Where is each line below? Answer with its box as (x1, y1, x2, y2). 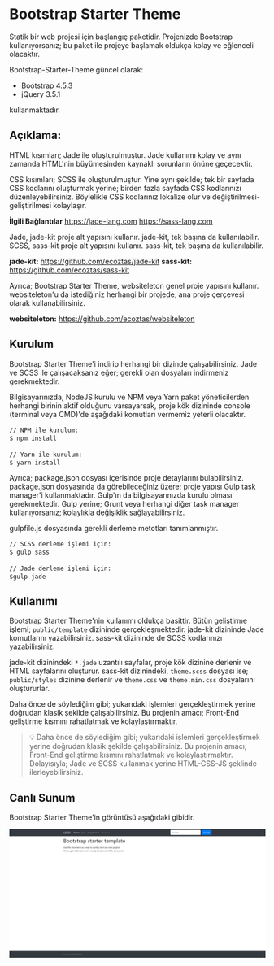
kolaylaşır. (53, 200, 87, 210)
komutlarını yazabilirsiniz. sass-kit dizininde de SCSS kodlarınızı (9, 633, 223, 643)
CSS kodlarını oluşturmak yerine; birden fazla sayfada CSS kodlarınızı (9, 183, 242, 193)
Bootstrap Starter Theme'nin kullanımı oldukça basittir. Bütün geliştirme (9, 616, 247, 626)
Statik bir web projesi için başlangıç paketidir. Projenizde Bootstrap (9, 32, 233, 41)
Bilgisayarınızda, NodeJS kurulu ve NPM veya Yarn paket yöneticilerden (9, 392, 250, 402)
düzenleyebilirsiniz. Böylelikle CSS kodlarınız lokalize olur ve (9, 192, 211, 202)
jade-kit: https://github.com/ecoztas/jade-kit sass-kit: (9, 256, 193, 266)
